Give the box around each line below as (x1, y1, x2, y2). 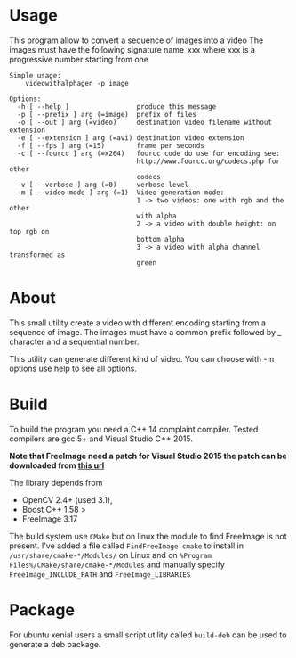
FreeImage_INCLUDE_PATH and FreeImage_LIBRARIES (9, 568, 191, 580)
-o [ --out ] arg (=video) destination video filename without (17, 118, 273, 127)
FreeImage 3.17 (21, 514, 78, 524)
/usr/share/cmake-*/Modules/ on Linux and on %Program (9, 549, 212, 560)
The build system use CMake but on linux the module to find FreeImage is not (9, 531, 287, 541)
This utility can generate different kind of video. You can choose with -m (9, 353, 275, 364)
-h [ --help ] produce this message (17, 102, 217, 111)
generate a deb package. (9, 638, 101, 649)
